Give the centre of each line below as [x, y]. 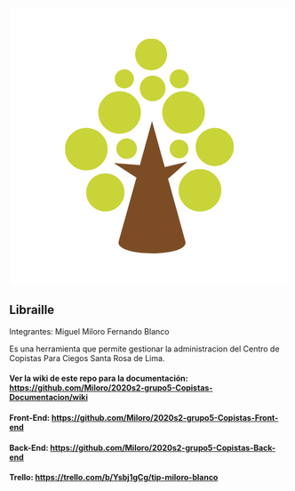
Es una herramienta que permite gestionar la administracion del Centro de [144, 349]
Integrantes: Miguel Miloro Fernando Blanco [89, 331]
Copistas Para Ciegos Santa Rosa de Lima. [87, 358]
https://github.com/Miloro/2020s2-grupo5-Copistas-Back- [163, 447]
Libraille [32, 310]
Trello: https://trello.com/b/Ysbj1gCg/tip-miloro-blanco [114, 478]
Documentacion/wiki [49, 398]
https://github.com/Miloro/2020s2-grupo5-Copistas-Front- [165, 418]
